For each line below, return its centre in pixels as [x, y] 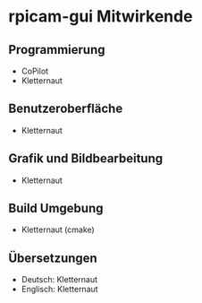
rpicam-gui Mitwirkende [101, 17]
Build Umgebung [56, 208]
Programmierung [57, 50]
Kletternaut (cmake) [58, 229]
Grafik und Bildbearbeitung [86, 159]
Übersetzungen [53, 258]
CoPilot [35, 71]
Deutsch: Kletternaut [59, 280]
